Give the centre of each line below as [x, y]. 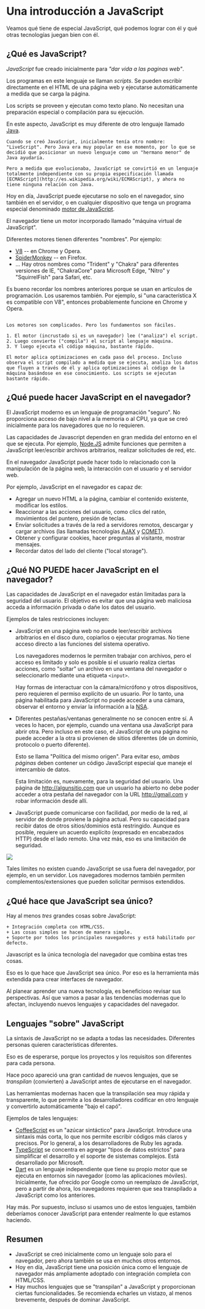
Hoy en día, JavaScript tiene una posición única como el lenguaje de [102, 1267]
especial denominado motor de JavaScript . [61, 209]
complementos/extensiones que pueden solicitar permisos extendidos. [96, 882]
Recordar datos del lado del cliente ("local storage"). [81, 551]
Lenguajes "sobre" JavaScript [65, 1023]
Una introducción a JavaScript [85, 11]
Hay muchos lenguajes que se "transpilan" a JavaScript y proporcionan [105, 1286]
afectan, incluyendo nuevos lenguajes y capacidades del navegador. [93, 1004]
